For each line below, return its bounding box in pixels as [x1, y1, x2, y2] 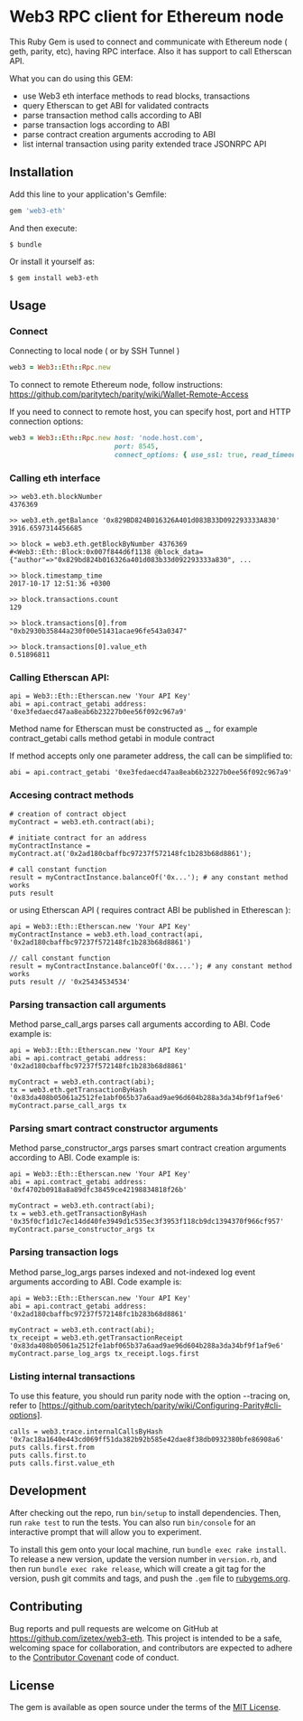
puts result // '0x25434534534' [9, 977, 131, 986]
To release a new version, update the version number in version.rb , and [9, 1553, 278, 1565]
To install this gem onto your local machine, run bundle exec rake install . [9, 1544, 287, 1555]
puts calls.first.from [9, 1443, 95, 1452]
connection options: [9, 416, 84, 427]
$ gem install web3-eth [9, 273, 99, 282]
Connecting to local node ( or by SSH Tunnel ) [9, 345, 180, 356]
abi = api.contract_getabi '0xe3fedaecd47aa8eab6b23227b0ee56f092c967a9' [9, 768, 293, 777]
